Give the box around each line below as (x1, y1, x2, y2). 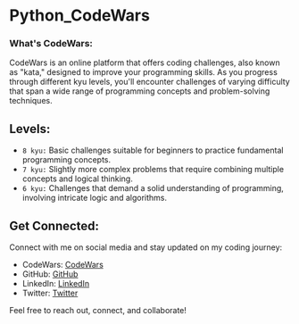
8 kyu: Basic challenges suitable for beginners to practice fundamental (21, 145, 284, 156)
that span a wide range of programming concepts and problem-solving (9, 86, 270, 96)
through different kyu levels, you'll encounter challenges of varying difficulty (9, 77, 290, 87)
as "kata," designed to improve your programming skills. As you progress (9, 67, 278, 78)
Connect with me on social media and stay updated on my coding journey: (9, 242, 283, 253)
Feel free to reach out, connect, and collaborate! (9, 305, 187, 316)
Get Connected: (9, 218, 100, 233)
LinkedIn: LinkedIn (21, 278, 90, 289)
